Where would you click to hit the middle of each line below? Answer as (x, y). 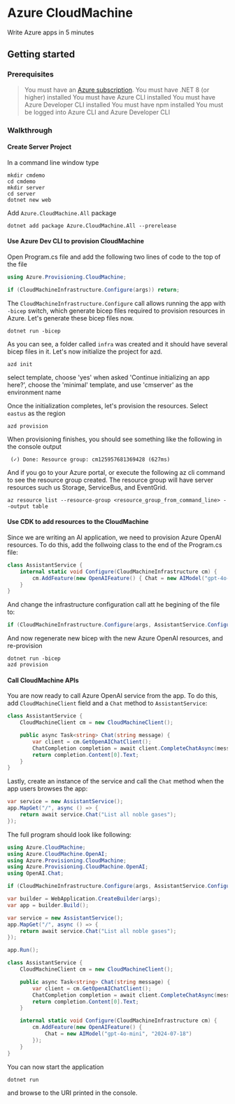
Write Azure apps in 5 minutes (51, 32)
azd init (20, 364)
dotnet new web (29, 200)
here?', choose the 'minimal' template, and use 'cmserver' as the (100, 384)
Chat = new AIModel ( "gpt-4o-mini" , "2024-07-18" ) (118, 1034)
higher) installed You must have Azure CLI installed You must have (120, 97)
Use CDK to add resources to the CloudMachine (78, 522)
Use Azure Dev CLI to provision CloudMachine (76, 241)
